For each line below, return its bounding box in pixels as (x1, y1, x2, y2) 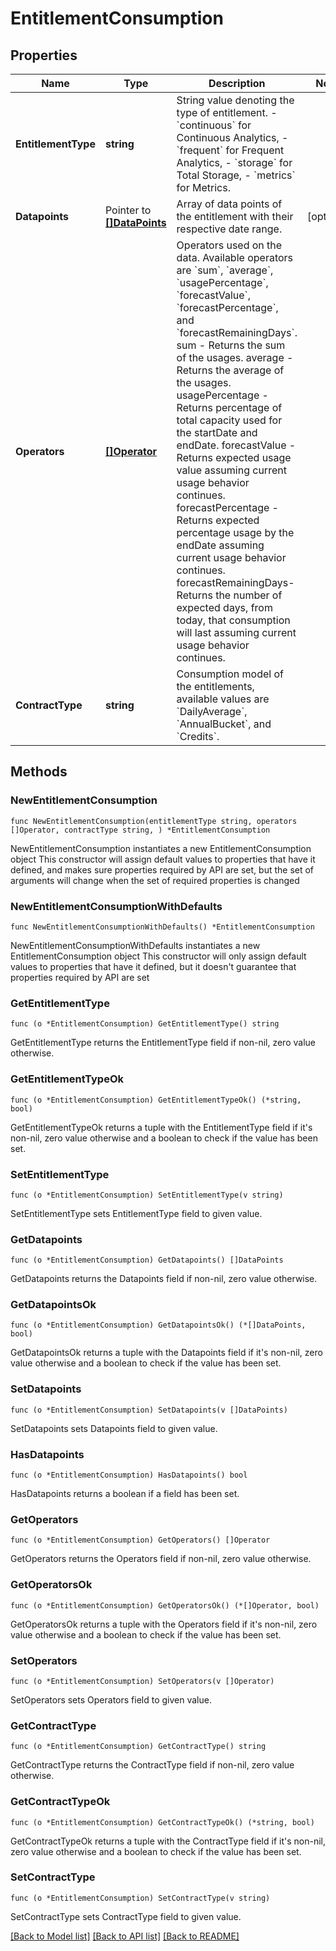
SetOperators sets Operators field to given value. (10, 1693, 212, 1706)
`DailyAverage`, (176, 705, 248, 718)
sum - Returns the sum (176, 338, 286, 352)
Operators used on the (176, 238, 283, 252)
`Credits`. (176, 730, 220, 743)
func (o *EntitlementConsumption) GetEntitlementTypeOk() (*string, (10, 1095, 302, 1105)
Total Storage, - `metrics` (176, 168, 296, 182)
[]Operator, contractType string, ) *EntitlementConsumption (10, 825, 271, 835)
